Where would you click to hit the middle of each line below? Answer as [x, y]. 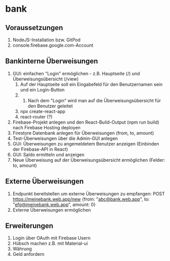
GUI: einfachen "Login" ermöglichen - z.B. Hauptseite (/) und [76, 73]
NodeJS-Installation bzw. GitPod [46, 40]
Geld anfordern [28, 254]
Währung [22, 249]
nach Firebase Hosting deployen [46, 127]
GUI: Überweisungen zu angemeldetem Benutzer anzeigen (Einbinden [86, 143]
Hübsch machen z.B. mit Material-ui [50, 243]
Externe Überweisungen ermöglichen [52, 210]
